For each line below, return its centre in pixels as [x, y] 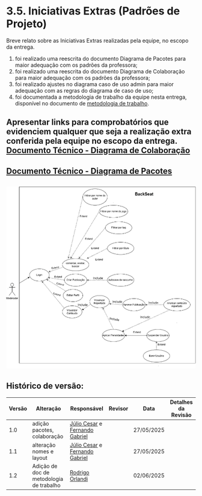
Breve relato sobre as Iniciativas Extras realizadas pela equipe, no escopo [97, 40]
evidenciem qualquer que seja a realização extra [99, 132]
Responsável [87, 409]
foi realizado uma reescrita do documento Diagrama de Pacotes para [100, 58]
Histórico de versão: [45, 386]
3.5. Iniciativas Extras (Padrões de [93, 11]
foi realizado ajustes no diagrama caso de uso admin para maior [94, 84]
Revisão [181, 415]
